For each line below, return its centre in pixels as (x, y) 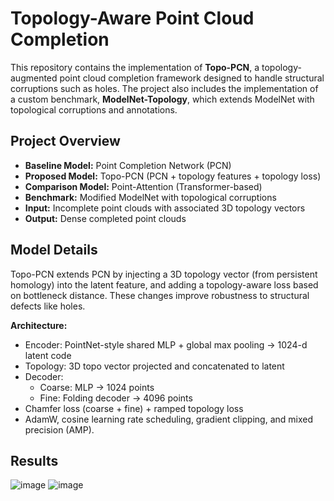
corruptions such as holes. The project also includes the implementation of (164, 88)
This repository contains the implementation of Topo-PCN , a (135, 67)
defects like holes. (48, 306)
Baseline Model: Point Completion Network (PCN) (128, 165)
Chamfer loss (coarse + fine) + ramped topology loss (134, 408)
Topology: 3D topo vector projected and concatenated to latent (154, 366)
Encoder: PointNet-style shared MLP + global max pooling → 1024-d (166, 344)
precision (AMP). (59, 429)
